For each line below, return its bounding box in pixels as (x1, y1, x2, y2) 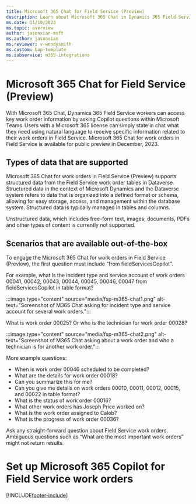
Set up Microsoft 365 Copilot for (6, 460, 165, 474)
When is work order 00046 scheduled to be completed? (14, 366, 150, 373)
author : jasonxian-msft (6, 30, 64, 36)
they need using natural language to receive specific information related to (6, 128, 185, 135)
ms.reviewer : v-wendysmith (6, 42, 72, 47)
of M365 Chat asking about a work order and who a (49, 337, 174, 344)
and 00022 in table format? (14, 391, 80, 398)
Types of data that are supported (6, 157, 128, 167)
